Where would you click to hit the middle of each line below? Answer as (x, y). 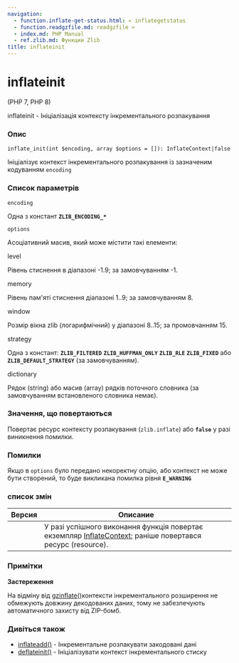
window (19, 311)
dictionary (22, 373)
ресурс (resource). (76, 545)
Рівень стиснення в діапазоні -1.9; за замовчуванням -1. (92, 270)
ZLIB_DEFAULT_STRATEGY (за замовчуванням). (73, 360)
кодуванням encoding (39, 170)
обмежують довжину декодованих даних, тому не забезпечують (106, 603)
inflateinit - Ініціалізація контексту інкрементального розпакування (109, 115)
